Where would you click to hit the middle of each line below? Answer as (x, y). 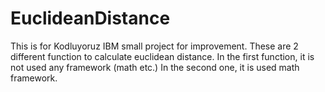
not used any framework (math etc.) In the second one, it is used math (155, 67)
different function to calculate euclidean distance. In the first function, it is (162, 56)
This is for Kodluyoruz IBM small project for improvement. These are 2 (154, 46)
